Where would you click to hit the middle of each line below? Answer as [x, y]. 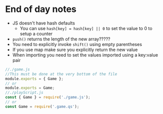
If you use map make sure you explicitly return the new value [75, 49]
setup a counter [36, 33]
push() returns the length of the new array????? [61, 39]
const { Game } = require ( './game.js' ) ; [48, 97]
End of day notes [41, 9]
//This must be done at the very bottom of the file [61, 74]
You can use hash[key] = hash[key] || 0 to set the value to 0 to [86, 28]
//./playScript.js [24, 93]
